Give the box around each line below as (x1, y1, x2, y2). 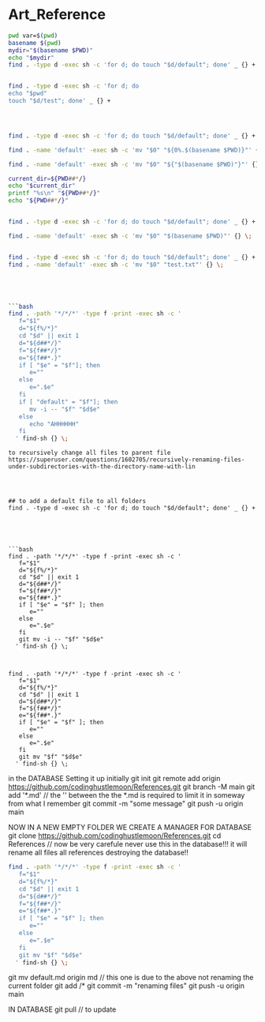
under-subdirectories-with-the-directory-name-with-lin (8, 463, 196, 471)
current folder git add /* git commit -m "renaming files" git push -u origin (8, 981, 244, 990)
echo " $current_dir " (8, 182, 77, 190)
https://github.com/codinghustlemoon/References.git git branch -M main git (8, 782, 256, 791)
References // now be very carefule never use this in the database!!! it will (8, 840, 248, 849)
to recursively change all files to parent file (8, 449, 171, 457)
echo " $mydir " (8, 54, 55, 62)
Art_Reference (8, 6, 106, 24)
